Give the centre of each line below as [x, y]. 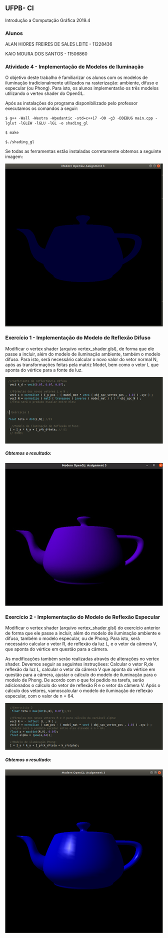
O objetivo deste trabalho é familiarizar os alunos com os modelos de [76, 77]
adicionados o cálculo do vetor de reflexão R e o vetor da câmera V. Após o [83, 685]
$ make [12, 133]
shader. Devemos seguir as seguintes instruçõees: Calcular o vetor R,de [79, 664]
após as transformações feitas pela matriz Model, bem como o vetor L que [82, 364]
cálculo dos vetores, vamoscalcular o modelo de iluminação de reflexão [79, 691]
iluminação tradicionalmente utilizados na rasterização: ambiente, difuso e [82, 83]
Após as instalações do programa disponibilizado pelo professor [71, 103]
